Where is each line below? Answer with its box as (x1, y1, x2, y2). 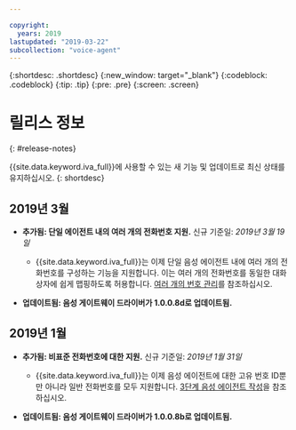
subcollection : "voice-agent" (9, 45, 122, 54)
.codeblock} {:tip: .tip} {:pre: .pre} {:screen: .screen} (9, 79, 200, 90)
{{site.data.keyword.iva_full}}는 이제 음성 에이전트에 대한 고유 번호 (35, 370, 269, 380)
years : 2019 (17, 28, 62, 38)
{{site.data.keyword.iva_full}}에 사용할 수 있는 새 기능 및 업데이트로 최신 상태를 (9, 162, 286, 172)
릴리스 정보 (9, 113, 85, 133)
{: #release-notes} (9, 143, 77, 154)
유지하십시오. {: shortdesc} (9, 172, 105, 183)
